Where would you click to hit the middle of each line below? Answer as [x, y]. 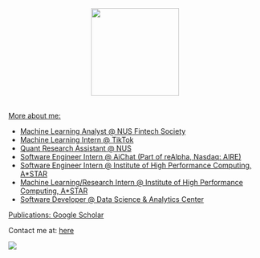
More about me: [35, 116]
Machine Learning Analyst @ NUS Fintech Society [103, 131]
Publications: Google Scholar [56, 215]
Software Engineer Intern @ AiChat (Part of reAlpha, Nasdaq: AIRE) [131, 157]
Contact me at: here [41, 230]
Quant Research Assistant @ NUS [76, 148]
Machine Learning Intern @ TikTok [77, 140]
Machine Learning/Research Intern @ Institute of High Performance [131, 182]
